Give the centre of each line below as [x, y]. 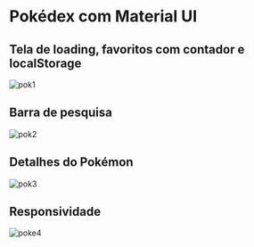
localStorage [45, 63]
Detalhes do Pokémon [71, 162]
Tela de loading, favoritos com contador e [127, 49]
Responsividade [55, 212]
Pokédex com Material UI [103, 16]
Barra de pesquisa [61, 113]
